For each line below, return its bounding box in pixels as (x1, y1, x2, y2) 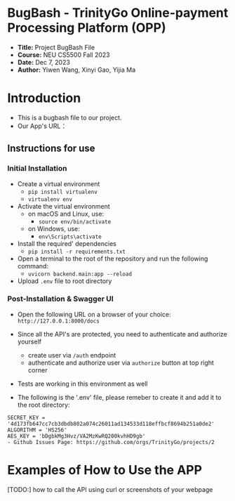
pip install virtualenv (27, 188, 98, 195)
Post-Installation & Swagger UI (7, 294, 114, 304)
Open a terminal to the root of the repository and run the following (17, 254, 208, 263)
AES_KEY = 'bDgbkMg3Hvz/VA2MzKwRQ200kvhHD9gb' (7, 432, 146, 440)
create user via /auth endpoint (27, 351, 116, 359)
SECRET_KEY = (7, 414, 46, 421)
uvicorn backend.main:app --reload (27, 271, 132, 278)
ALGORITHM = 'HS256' (7, 427, 68, 434)
